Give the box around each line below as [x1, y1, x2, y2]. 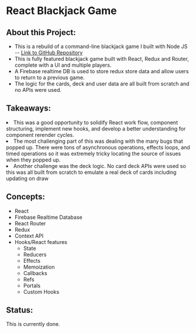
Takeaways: [6, 104, 51, 114]
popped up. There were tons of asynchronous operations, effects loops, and [6, 143, 190, 150]
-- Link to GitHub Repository [14, 49, 83, 56]
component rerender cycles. [6, 131, 74, 138]
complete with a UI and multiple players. [14, 61, 112, 68]
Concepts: [6, 192, 45, 202]
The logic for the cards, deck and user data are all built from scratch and [14, 80, 190, 87]
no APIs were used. [14, 87, 62, 93]
